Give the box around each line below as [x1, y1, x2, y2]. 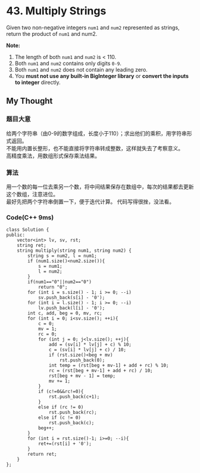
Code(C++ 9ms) [6, 213, 54, 221]
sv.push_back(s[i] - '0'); [37, 295, 105, 301]
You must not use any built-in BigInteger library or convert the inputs [14, 72, 189, 79]
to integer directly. [14, 79, 61, 86]
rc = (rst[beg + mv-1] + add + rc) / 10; [48, 368, 153, 374]
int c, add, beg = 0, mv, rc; [27, 310, 102, 317]
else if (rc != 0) [37, 404, 84, 410]
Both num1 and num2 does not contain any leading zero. [14, 66, 148, 73]
